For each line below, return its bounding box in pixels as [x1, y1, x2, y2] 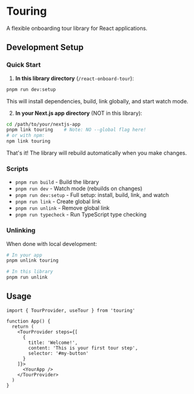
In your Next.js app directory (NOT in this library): [15, 109, 143, 117]
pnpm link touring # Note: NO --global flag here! [6, 127, 147, 133]
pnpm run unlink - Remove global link [15, 204, 110, 212]
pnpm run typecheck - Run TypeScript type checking [15, 211, 147, 218]
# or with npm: [6, 133, 45, 139]
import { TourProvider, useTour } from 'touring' [6, 307, 136, 313]
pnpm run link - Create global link [15, 198, 101, 206]
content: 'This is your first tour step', [28, 344, 138, 351]
